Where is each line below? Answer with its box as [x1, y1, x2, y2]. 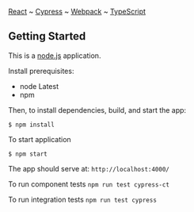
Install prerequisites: [8, 66, 74, 75]
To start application [8, 134, 71, 144]
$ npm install [8, 121, 55, 129]
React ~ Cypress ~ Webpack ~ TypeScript [8, 7, 146, 16]
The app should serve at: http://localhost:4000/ [8, 164, 170, 173]
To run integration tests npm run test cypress [8, 195, 157, 204]
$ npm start [8, 150, 48, 158]
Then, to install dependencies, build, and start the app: [8, 105, 187, 114]
